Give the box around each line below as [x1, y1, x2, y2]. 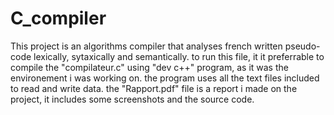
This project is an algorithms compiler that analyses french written [10, 40, 283, 52]
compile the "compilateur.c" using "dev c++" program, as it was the [10, 61, 289, 73]
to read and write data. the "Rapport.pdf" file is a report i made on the [10, 82, 298, 94]
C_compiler [10, 7, 107, 30]
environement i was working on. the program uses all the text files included [10, 72, 320, 84]
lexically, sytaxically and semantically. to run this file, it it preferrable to [33, 50, 325, 62]
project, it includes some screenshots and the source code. [10, 93, 255, 105]
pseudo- [284, 40, 321, 52]
